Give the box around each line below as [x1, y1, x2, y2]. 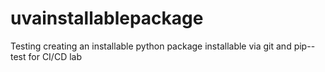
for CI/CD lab [28, 50, 83, 62]
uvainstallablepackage [10, 7, 204, 30]
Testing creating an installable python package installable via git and [10, 40, 292, 52]
